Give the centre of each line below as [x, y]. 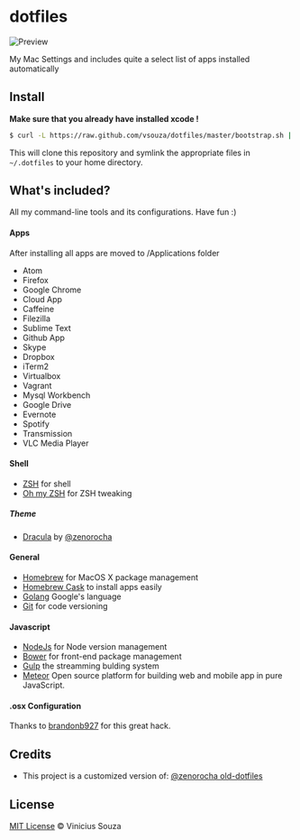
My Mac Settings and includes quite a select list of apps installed [130, 59]
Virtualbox [41, 375]
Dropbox [39, 356]
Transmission [47, 433]
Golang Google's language [72, 596]
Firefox [36, 280]
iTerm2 [36, 366]
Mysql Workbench [56, 395]
